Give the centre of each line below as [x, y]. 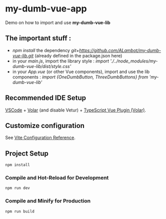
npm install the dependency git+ [46, 50]
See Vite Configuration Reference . [40, 137]
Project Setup [27, 153]
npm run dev [17, 188]
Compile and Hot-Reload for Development [57, 177]
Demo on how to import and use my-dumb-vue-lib [58, 22]
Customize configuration [45, 125]
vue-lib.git [23, 55]
